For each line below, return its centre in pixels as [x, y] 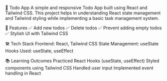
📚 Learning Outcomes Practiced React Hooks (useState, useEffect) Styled [82, 61]
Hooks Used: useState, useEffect [39, 51]
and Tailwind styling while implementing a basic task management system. [82, 18]
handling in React [23, 73]
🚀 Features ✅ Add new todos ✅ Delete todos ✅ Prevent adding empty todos [83, 28]
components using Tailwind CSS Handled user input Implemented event [79, 68]
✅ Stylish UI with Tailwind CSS [37, 33]
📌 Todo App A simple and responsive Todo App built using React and [76, 8]
